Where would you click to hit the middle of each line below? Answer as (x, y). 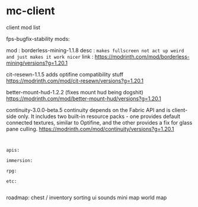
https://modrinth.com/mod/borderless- (142, 56)
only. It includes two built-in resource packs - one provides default (99, 116)
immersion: (20, 160)
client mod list (23, 27)
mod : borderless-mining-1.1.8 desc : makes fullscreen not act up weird (95, 50)
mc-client (31, 11)
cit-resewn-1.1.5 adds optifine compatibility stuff (65, 74)
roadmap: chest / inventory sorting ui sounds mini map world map (87, 198)
